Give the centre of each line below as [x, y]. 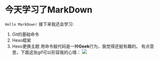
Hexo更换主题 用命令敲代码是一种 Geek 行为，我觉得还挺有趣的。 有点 [81, 46]
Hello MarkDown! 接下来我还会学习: [39, 24]
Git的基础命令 [26, 34]
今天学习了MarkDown [49, 10]
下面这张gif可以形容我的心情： [51, 52]
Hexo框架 [22, 40]
